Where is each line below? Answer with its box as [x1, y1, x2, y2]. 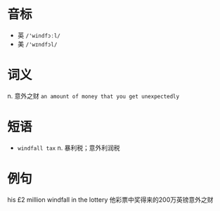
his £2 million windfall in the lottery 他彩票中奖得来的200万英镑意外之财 [7, 195, 214, 204]
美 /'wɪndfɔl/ [17, 39, 58, 48]
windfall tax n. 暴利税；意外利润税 [17, 143, 120, 152]
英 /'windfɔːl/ [17, 31, 61, 39]
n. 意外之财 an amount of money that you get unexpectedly [7, 91, 180, 100]
